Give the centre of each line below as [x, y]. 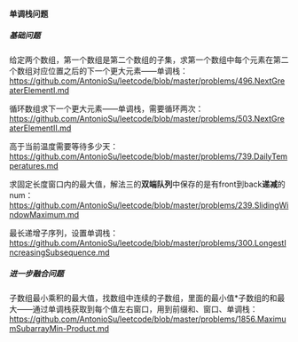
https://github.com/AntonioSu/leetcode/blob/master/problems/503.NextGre [147, 118]
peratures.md [34, 165]
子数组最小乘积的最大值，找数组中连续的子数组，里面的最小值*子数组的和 [143, 298]
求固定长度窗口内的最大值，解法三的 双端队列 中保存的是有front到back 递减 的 [147, 184]
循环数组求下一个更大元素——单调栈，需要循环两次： [106, 108]
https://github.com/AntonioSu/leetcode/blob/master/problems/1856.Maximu [148, 319]
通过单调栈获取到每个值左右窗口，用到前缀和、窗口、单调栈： [145, 309]
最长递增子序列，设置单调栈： [63, 233]
